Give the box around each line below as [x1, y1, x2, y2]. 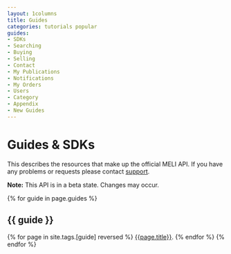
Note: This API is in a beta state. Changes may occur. [7, 180, 159, 189]
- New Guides [7, 107, 45, 114]
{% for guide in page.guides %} [7, 194, 98, 202]
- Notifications [7, 74, 54, 82]
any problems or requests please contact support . [7, 167, 150, 176]
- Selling [7, 56, 36, 62]
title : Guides [7, 17, 48, 24]
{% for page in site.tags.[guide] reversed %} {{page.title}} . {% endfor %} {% [7, 232, 225, 241]
